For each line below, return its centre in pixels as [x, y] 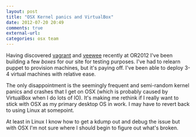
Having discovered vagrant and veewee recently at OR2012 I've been [89, 55]
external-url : [23, 33]
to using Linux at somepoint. [40, 110]
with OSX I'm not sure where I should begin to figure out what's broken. [92, 128]
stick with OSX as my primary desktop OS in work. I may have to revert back [98, 104]
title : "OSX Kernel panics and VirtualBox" [60, 17]
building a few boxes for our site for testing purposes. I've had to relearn [93, 61]
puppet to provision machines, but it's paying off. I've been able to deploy [95, 68]
